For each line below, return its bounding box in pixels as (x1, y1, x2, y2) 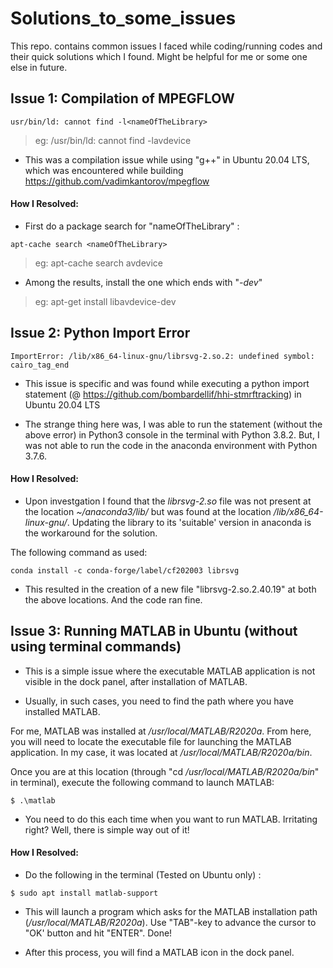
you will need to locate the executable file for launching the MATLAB (10, 735, 292, 747)
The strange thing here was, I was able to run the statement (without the (24, 418, 323, 430)
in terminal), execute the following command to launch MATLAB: (10, 776, 275, 788)
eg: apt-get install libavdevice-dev (34, 295, 177, 307)
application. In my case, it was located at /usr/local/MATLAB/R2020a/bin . (10, 746, 313, 758)
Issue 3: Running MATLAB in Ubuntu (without (10, 623, 298, 640)
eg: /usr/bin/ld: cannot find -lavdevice (34, 134, 192, 146)
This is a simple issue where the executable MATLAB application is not (24, 665, 316, 677)
